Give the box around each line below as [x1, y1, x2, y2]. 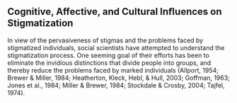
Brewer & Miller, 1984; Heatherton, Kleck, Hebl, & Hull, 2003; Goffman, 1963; [7, 73, 230, 82]
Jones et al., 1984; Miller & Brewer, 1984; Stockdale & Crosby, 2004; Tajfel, [7, 80, 225, 90]
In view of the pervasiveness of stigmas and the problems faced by [7, 36, 204, 44]
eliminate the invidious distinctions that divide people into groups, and [7, 59, 212, 67]
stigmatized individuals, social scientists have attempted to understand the [7, 43, 225, 51]
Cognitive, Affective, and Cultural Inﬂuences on [7, 6, 222, 18]
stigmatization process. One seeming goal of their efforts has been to [7, 51, 210, 59]
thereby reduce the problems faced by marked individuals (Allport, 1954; [7, 66, 219, 74]
